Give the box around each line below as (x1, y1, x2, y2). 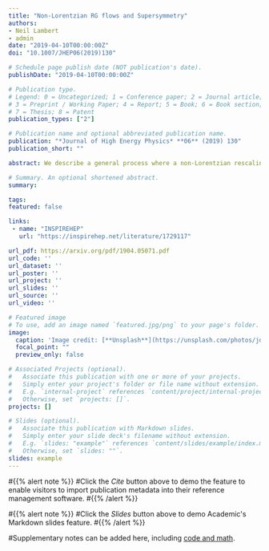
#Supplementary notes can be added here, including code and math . (8, 533, 235, 542)
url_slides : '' (8, 284, 59, 293)
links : (8, 217, 30, 225)
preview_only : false (15, 350, 84, 359)
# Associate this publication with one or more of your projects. (8, 373, 242, 381)
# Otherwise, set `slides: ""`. (8, 447, 124, 455)
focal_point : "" (15, 343, 70, 351)
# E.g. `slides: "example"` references (8, 440, 149, 448)
